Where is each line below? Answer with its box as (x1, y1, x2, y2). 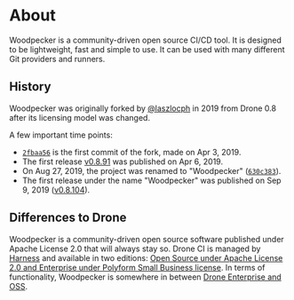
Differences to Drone (9, 210, 127, 225)
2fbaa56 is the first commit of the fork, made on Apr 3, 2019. (21, 146, 242, 157)
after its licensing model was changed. (9, 112, 151, 122)
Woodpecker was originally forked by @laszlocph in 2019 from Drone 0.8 (9, 103, 277, 114)
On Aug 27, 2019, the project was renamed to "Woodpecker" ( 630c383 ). (21, 165, 282, 176)
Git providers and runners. (9, 53, 106, 64)
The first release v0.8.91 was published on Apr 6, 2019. (21, 156, 224, 167)
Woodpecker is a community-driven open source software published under (9, 233, 284, 244)
